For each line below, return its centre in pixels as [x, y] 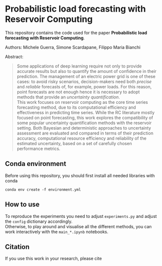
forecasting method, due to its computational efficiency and [76, 107]
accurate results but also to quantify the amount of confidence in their [87, 71]
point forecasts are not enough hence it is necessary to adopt [78, 92]
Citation [17, 247]
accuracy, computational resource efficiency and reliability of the [81, 138]
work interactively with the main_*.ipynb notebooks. [57, 232]
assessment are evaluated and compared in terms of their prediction [85, 133]
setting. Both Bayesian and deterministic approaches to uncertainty [84, 128]
